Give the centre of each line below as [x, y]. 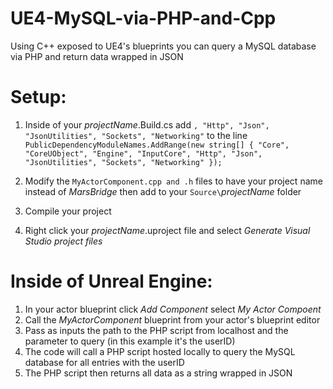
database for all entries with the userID [104, 362]
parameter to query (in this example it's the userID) [130, 341]
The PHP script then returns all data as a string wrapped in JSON [158, 373]
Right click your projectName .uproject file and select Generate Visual [167, 230]
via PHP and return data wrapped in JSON [97, 56]
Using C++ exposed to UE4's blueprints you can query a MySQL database [163, 46]
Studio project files [63, 241]
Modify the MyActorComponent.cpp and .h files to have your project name [173, 181]
